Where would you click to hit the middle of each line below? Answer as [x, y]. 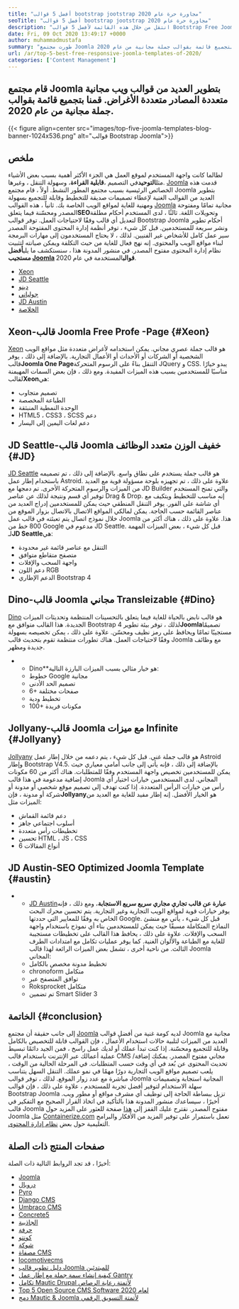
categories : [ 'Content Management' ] [62, 60]
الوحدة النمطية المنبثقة [48, 408]
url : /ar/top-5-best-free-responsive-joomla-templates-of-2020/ [105, 54]
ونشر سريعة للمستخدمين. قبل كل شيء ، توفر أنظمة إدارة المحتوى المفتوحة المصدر [118, 228]
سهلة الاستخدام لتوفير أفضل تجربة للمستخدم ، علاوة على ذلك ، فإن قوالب [105, 1086]
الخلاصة [28, 309]
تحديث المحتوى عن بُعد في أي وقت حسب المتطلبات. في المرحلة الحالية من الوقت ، [118, 1064]
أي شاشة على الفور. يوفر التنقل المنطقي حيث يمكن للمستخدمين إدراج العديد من [114, 503]
